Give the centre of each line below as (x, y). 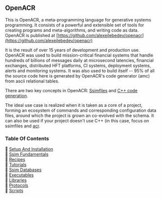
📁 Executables (20, 175)
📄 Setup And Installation (29, 149)
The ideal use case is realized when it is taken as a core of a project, (74, 105)
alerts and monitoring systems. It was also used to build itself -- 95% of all (80, 71)
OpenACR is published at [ (31, 35)
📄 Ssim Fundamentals (27, 154)
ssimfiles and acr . (23, 126)
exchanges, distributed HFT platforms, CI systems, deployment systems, (78, 65)
